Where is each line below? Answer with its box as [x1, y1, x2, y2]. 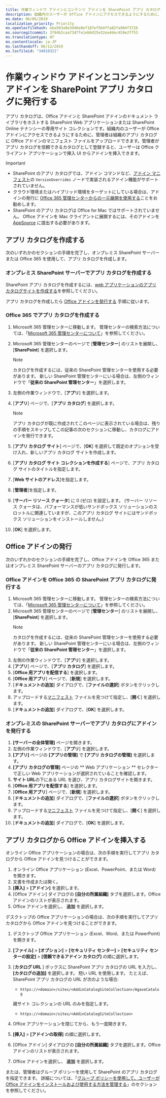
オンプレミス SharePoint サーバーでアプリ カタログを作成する [5, 270, 152, 277]
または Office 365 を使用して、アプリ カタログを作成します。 [5, 256, 130, 262]
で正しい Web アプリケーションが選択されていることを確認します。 [12, 771, 149, 776]
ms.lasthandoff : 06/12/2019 [5, 44, 64, 49]
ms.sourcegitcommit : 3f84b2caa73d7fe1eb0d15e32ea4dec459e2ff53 [5, 30, 138, 35]
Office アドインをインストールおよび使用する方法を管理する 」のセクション [5, 1081, 157, 1087]
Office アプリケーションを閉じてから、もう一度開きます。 [12, 1021, 130, 1027]
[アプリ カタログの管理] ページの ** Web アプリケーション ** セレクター [12, 764, 159, 771]
